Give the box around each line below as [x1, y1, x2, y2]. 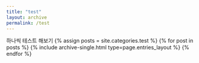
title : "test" [6, 8, 42, 15]
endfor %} [6, 50, 32, 58]
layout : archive [6, 14, 47, 20]
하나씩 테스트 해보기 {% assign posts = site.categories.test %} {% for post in [6, 37, 194, 44]
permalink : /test [6, 20, 50, 26]
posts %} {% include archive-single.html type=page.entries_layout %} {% [6, 44, 190, 51]
